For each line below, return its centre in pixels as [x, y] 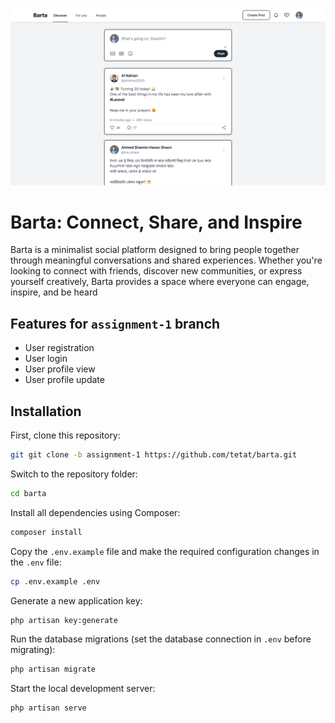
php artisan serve [48, 708]
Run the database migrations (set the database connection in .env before [161, 639]
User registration [59, 348]
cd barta [28, 493]
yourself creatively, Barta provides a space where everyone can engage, [160, 282]
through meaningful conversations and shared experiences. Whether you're [166, 260]
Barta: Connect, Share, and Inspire [156, 222]
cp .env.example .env [55, 581]
